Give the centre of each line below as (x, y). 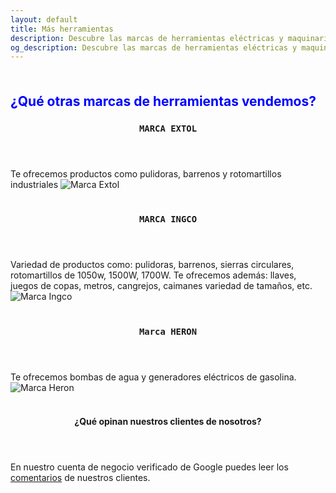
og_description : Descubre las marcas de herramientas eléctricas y (154, 47)
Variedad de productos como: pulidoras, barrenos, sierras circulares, (152, 265)
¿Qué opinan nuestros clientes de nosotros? (168, 421)
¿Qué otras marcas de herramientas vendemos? (163, 101)
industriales (34, 184)
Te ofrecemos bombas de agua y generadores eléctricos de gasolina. (153, 377)
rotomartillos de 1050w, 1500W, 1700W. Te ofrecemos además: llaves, (153, 275)
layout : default (44, 19)
